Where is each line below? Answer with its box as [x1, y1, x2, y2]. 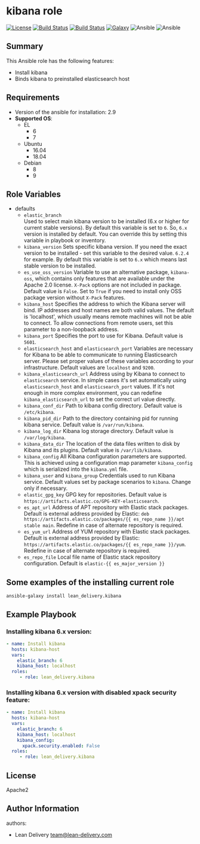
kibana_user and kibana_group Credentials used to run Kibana [23, 472, 176, 479]
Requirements [6, 93, 60, 103]
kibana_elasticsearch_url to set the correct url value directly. [23, 396, 176, 403]
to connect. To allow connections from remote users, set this [23, 319, 173, 327]
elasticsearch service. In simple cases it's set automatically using [23, 377, 187, 384]
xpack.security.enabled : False [21, 743, 100, 749]
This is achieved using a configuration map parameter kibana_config [23, 459, 193, 467]
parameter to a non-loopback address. [23, 326, 119, 333]
